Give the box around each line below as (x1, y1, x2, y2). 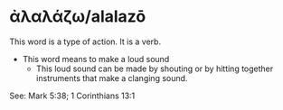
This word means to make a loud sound (22, 53, 170, 64)
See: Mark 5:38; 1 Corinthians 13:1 (9, 90, 136, 101)
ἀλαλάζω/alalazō (9, 6, 146, 27)
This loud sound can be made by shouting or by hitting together (35, 63, 274, 74)
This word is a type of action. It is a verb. (9, 36, 161, 47)
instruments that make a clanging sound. (35, 72, 188, 83)
